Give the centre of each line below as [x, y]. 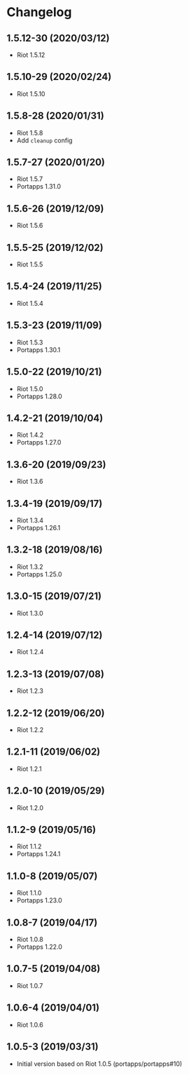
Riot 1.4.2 [30, 435]
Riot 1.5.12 [31, 55]
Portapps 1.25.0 [39, 574]
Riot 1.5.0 [30, 388]
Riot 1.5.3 [30, 342]
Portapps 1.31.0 [38, 187]
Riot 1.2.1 [29, 769]
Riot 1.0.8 [30, 940]
